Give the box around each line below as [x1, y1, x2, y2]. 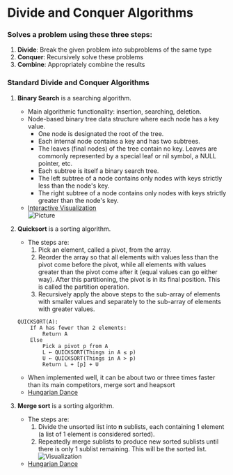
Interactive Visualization [27, 204, 97, 212]
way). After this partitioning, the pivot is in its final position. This [38, 275, 220, 283]
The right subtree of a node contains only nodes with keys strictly [38, 188, 227, 197]
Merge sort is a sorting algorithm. [17, 401, 115, 409]
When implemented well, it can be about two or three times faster [27, 373, 216, 382]
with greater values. [38, 305, 95, 313]
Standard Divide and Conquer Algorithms [7, 78, 150, 88]
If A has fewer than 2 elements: [30, 324, 127, 331]
